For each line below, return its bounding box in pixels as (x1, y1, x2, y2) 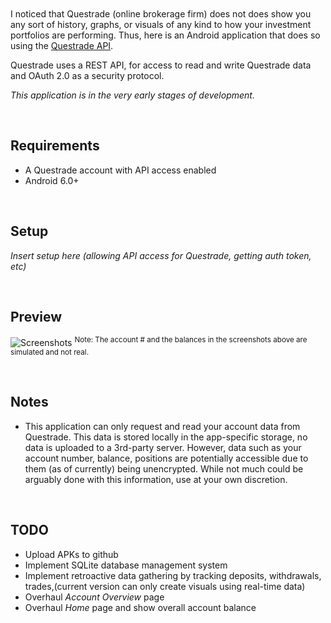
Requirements (10, 137, 100, 155)
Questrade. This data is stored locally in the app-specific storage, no (24, 431, 308, 443)
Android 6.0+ (24, 174, 80, 186)
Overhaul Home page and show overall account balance (24, 601, 257, 613)
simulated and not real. (10, 347, 90, 358)
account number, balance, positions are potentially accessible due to (24, 452, 309, 464)
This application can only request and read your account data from (24, 420, 301, 432)
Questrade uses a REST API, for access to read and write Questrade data (10, 59, 312, 71)
